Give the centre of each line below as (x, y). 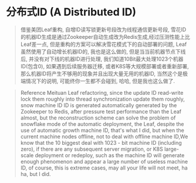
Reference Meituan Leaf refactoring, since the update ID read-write (102, 92)
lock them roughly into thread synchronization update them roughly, (102, 99)
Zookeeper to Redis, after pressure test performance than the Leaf (101, 111)
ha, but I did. (36, 174)
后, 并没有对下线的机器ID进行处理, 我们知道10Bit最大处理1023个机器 (102, 59)
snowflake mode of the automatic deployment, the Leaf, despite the (102, 124)
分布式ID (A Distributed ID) (71, 12)
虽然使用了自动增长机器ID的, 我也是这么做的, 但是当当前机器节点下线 (103, 51)
